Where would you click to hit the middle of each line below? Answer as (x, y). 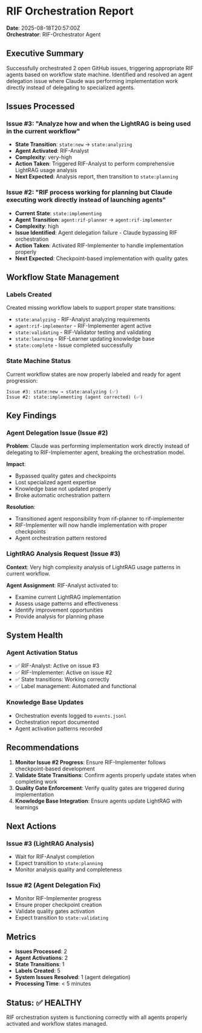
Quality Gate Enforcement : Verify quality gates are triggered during (99, 788)
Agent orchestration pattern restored (61, 538)
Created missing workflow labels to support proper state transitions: (91, 308)
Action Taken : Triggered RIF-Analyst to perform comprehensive (95, 164)
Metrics (21, 937)
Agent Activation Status (42, 653)
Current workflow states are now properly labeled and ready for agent (94, 374)
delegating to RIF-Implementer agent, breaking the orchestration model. (96, 452)
